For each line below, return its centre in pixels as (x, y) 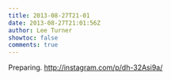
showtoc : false (33, 38)
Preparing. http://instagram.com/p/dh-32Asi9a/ (85, 67)
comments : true (33, 45)
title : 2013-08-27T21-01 (49, 15)
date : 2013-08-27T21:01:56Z (55, 23)
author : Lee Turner (40, 30)
